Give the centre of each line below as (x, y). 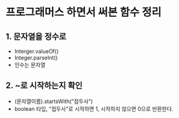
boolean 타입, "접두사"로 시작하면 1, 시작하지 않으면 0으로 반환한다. (94, 108)
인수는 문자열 (30, 65)
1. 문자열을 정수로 (36, 36)
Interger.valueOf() (36, 51)
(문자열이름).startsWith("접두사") (54, 101)
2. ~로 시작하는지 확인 (44, 86)
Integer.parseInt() (36, 57)
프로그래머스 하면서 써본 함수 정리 (83, 12)
